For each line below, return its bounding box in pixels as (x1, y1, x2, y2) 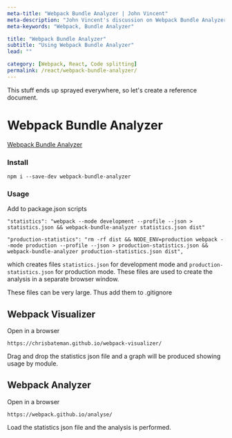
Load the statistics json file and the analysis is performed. (7, 423, 171, 431)
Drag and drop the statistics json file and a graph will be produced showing (7, 352, 221, 361)
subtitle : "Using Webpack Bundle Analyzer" (7, 42, 135, 49)
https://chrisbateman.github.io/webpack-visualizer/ (7, 340, 162, 347)
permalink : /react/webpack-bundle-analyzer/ (7, 67, 137, 74)
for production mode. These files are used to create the (55, 268, 213, 276)
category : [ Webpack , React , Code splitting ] (7, 61, 137, 68)
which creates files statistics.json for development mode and (7, 260, 188, 269)
